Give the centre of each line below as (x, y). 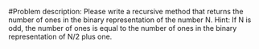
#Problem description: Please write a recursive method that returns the (126, 11)
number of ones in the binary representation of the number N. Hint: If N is (130, 20)
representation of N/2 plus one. (60, 36)
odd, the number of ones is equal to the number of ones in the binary (123, 28)
